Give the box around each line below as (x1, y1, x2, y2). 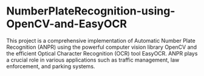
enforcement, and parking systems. (6, 62, 95, 70)
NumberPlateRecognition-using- (6, 4, 175, 18)
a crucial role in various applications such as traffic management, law (6, 56, 180, 63)
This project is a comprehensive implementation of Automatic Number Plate (6, 37, 195, 44)
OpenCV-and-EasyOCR (6, 17, 127, 31)
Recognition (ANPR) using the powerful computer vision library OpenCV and (6, 43, 197, 51)
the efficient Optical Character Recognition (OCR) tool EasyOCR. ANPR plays (6, 49, 198, 57)
